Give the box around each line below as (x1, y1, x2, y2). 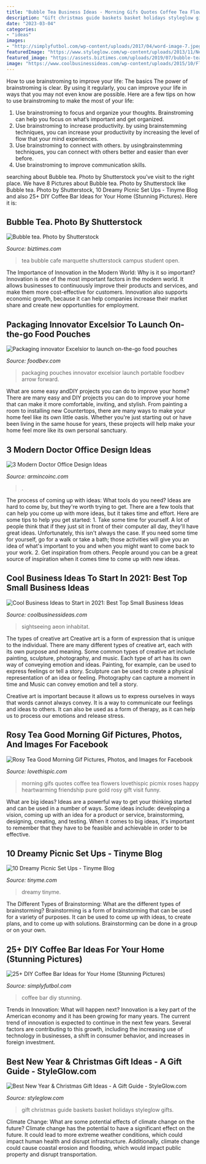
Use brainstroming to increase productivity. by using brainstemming (15, 122, 187, 129)
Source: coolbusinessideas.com (6, 611, 88, 618)
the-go (6, 329, 34, 339)
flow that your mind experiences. (15, 135, 99, 142)
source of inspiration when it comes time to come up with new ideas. (6, 555, 181, 562)
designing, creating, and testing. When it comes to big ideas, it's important (6, 817, 195, 825)
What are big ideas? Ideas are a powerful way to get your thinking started (6, 798, 192, 805)
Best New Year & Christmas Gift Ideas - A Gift (6, 1056, 182, 1067)
